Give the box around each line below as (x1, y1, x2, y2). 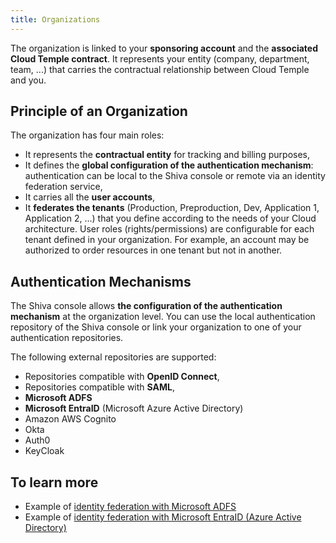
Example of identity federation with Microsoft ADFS (24, 501, 237, 513)
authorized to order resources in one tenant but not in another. (24, 244, 283, 256)
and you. (10, 74, 47, 86)
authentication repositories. (10, 332, 124, 344)
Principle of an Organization (10, 103, 188, 120)
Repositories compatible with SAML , (24, 381, 175, 393)
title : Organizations (10, 14, 101, 25)
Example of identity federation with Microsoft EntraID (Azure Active (24, 511, 302, 523)
